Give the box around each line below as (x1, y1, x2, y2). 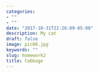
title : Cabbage (6, 58, 44, 64)
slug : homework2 (6, 52, 46, 58)
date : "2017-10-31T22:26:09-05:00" (6, 25, 94, 31)
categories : (6, 8, 35, 15)
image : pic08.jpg (6, 42, 49, 48)
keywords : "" (6, 47, 38, 53)
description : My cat (6, 31, 57, 36)
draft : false (6, 36, 38, 42)
